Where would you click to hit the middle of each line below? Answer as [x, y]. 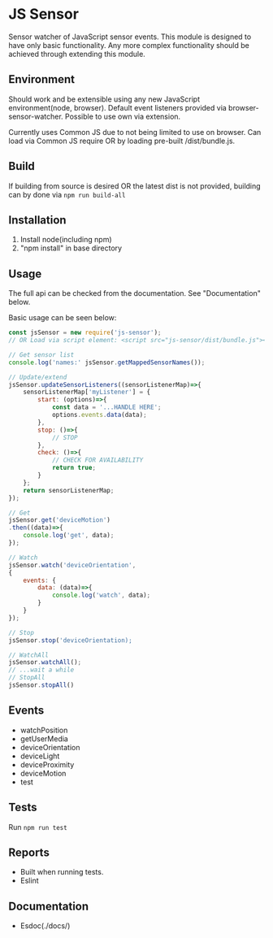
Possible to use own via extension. [123, 116]
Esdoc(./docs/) [45, 926]
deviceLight [40, 756]
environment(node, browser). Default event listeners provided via [118, 107]
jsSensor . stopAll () [41, 685]
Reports [29, 852]
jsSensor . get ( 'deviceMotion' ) [60, 520]
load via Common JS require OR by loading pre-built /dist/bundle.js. [122, 141]
